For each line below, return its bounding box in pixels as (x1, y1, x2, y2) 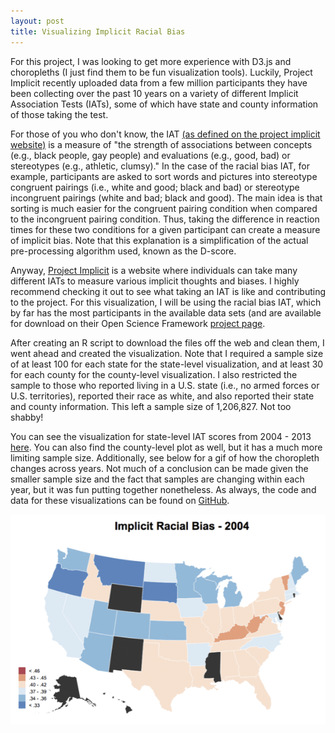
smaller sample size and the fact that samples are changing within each (10, 473, 305, 485)
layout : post (10, 16, 65, 26)
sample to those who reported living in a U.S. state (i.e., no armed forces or (10, 379, 320, 391)
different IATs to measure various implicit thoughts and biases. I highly (10, 275, 300, 287)
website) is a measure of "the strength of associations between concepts (10, 138, 313, 150)
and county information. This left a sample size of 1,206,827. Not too (10, 400, 292, 412)
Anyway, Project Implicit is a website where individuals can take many (10, 264, 298, 276)
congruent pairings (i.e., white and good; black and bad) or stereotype (10, 181, 300, 193)
